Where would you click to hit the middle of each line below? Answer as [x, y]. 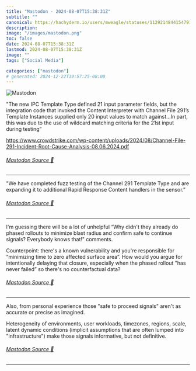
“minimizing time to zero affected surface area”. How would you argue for [94, 256]
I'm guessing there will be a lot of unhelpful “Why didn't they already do [92, 227]
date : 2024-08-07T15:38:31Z [40, 44]
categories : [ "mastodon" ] [37, 71]
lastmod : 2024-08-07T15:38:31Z [44, 50]
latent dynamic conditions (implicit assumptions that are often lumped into [95, 330]
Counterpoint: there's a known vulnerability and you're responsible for [90, 250]
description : [22, 28]
